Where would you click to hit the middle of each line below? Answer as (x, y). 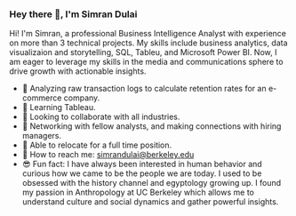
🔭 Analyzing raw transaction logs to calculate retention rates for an (144, 89)
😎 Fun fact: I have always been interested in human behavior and (142, 164)
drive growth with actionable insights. (78, 71)
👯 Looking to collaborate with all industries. (101, 117)
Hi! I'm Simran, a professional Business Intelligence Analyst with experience (148, 34)
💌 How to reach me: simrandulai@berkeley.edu (108, 155)
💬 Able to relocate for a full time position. (97, 145)
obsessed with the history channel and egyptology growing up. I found (152, 183)
